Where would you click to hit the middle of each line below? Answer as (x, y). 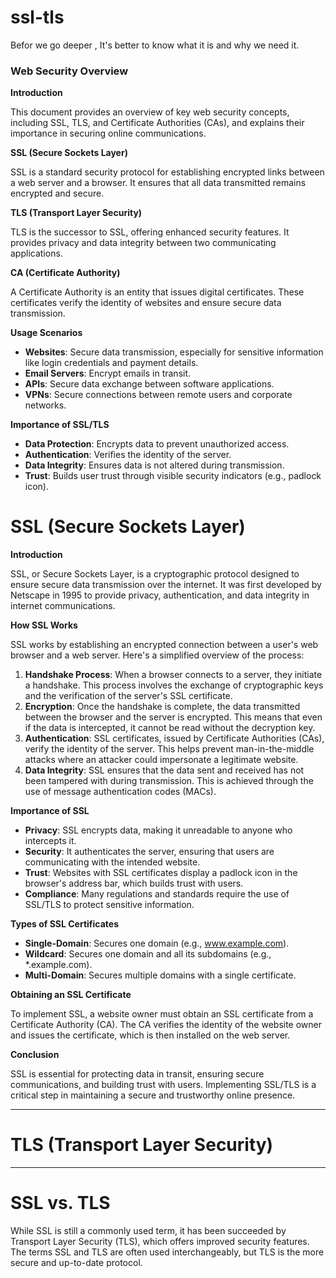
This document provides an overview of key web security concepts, (150, 112)
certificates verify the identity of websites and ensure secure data (146, 303)
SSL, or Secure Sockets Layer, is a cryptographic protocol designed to (155, 574)
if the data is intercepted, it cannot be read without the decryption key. (170, 728)
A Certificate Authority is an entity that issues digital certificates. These (157, 292)
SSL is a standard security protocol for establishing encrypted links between (167, 172)
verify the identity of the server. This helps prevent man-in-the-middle (169, 749)
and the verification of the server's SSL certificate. (128, 696)
